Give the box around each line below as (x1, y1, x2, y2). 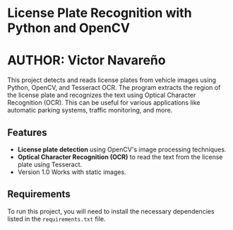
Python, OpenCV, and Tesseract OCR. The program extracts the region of (7, 84, 221, 92)
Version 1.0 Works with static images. (17, 168, 126, 176)
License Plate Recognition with (7, 5, 192, 21)
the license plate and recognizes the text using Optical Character (7, 91, 196, 100)
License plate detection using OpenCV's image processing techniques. (17, 145, 227, 154)
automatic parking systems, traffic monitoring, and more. (7, 106, 173, 115)
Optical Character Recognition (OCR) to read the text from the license (17, 152, 223, 161)
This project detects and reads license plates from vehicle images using (7, 76, 217, 84)
